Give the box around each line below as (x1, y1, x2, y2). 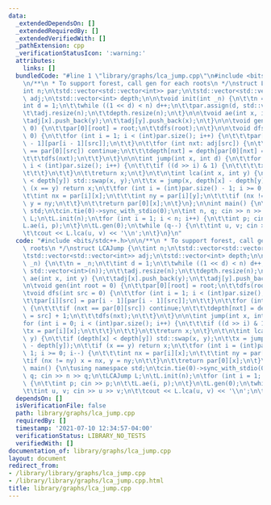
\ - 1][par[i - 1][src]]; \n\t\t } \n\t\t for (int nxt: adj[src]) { (23, 139, 248, 148)
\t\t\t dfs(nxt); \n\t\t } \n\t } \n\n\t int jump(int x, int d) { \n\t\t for (23, 154, 262, 162)
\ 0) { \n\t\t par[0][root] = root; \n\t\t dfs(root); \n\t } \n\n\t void (23, 124, 251, 132)
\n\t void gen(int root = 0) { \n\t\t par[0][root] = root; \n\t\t (23, 282, 240, 290)
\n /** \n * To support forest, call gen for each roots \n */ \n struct (23, 79, 258, 87)
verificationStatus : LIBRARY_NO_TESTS (15, 432, 147, 440)
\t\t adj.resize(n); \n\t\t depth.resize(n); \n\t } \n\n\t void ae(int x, (23, 110, 258, 118)
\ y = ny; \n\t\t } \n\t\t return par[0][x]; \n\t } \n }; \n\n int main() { (23, 199, 254, 207)
